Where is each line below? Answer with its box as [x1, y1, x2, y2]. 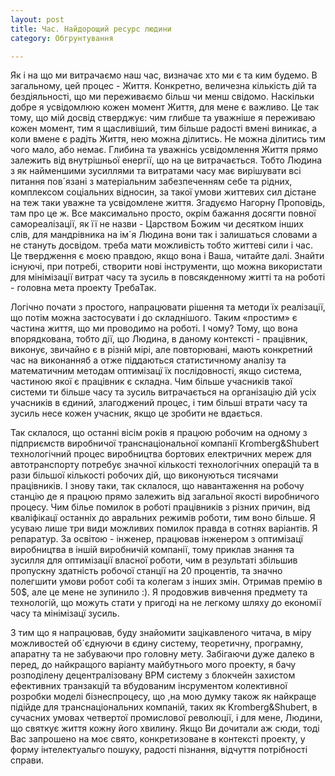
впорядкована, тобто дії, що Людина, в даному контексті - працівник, [10, 333, 308, 345]
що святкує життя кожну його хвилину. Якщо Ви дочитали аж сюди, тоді [10, 722, 320, 735]
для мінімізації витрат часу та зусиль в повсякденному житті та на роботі [10, 271, 326, 283]
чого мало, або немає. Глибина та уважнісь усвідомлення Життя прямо [10, 144, 319, 156]
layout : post [10, 14, 65, 25]
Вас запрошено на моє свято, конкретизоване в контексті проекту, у [10, 733, 306, 745]
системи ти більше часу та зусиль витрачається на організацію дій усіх [10, 386, 317, 398]
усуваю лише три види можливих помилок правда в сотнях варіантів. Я [10, 522, 318, 535]
